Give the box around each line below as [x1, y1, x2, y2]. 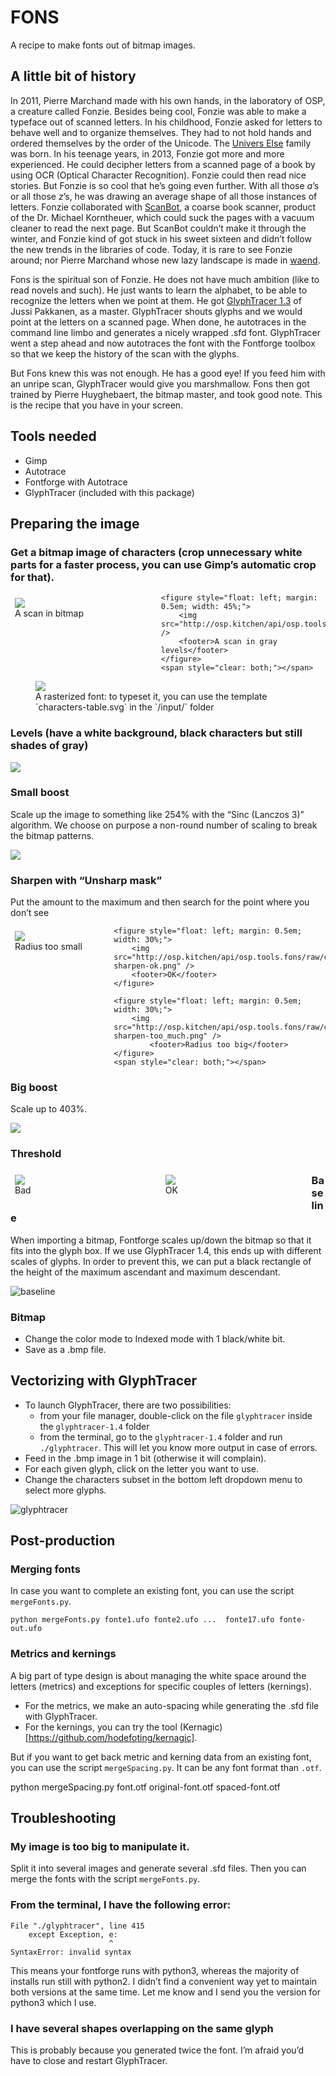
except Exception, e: [28, 1929, 118, 1940]
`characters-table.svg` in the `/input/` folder [35, 701, 215, 713]
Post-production [10, 1532, 116, 1550]
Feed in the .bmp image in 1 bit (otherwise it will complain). [24, 1452, 267, 1464]
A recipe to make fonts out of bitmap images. [10, 39, 197, 51]
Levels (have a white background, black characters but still [10, 726, 303, 740]
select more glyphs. [24, 1484, 107, 1496]
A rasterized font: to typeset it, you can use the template [35, 691, 268, 703]
